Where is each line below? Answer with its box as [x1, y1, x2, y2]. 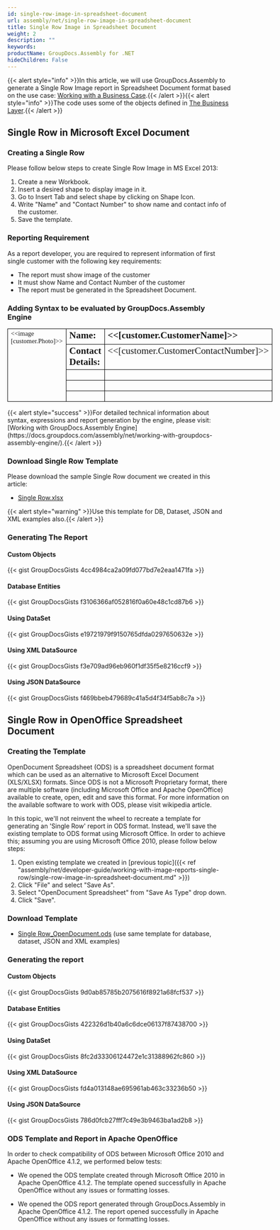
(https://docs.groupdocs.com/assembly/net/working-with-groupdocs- [7, 430, 213, 440]
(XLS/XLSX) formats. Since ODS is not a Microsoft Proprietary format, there [7, 778, 228, 786]
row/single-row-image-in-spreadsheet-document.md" [17, 873, 177, 881]
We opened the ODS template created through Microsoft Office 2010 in [17, 1171, 225, 1180]
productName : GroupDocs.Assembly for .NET [7, 50, 135, 57]
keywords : [7, 43, 37, 50]
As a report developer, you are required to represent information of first [7, 249, 215, 257]
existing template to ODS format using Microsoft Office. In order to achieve [7, 829, 225, 837]
